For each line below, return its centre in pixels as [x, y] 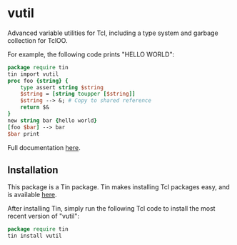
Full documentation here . [44, 147]
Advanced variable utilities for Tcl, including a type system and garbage [113, 33]
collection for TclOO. [37, 40]
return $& [35, 107]
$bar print [24, 134]
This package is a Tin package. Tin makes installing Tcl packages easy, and [118, 187]
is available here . [32, 195]
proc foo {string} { [38, 81]
